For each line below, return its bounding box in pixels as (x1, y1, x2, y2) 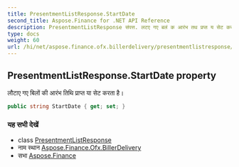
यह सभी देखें (7, 119, 39, 129)
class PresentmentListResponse (17, 136, 112, 144)
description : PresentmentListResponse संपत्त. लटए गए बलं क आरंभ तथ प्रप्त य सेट (7, 23, 224, 31)
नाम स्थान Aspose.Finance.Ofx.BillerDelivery (17, 143, 142, 151)
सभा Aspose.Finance (17, 151, 77, 160)
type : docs (7, 30, 40, 38)
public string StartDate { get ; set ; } (7, 102, 126, 110)
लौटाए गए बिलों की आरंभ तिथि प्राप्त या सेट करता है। (7, 88, 124, 97)
